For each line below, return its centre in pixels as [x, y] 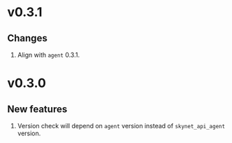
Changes [27, 38]
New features [37, 109]
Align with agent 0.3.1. [49, 55]
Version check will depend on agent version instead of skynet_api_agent [121, 126]
